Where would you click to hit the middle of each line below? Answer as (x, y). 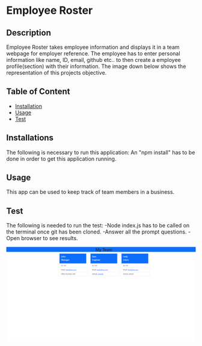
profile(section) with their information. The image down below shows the (96, 66)
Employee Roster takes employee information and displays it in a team (93, 47)
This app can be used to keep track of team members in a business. (90, 192)
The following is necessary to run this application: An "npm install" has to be (101, 152)
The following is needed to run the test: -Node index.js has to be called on (98, 226)
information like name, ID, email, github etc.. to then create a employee (94, 60)
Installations (30, 138)
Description (29, 33)
